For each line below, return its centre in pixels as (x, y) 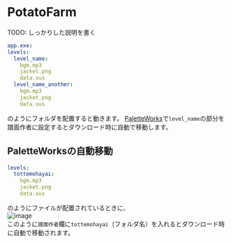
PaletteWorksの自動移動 (60, 151)
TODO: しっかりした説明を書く (52, 32)
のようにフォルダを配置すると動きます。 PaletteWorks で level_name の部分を (116, 118)
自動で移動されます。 (44, 233)
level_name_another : (43, 84)
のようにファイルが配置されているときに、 (68, 207)
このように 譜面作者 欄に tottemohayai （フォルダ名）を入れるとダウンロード (113, 223)
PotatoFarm (42, 12)
